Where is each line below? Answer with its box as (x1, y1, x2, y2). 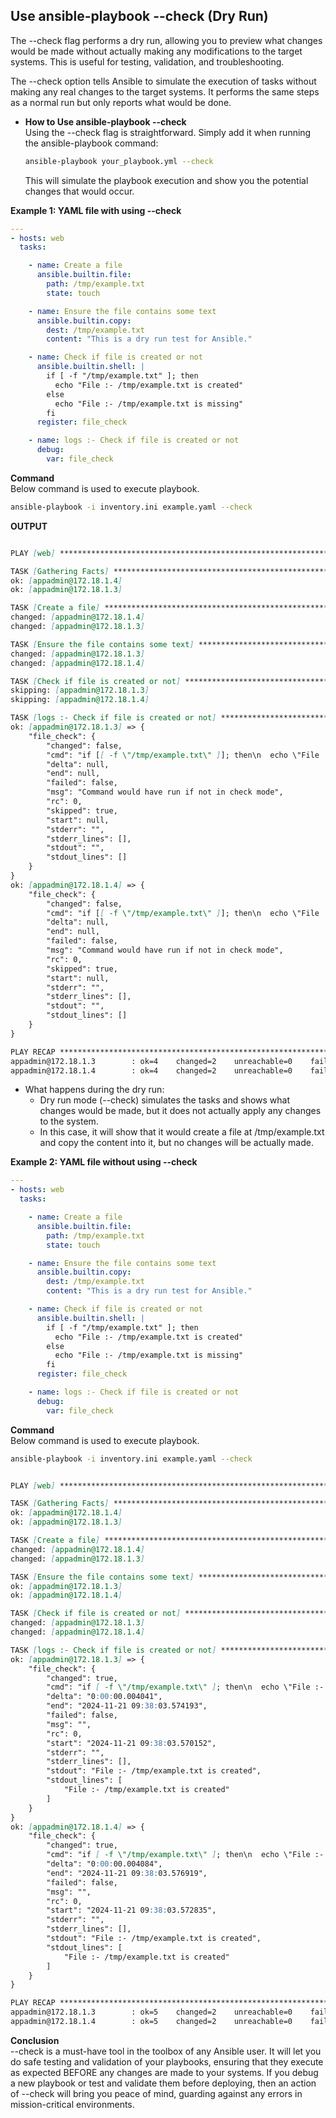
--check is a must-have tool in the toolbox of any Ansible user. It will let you (10, 2045, 322, 2057)
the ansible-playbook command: (24, 137, 159, 149)
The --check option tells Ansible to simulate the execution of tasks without (10, 75, 317, 87)
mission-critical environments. (10, 2098, 135, 2110)
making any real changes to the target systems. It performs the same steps (10, 85, 320, 98)
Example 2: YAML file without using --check (10, 1156, 198, 1168)
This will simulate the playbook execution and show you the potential (24, 174, 309, 186)
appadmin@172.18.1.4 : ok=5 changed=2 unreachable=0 (10, 2017, 293, 2027)
